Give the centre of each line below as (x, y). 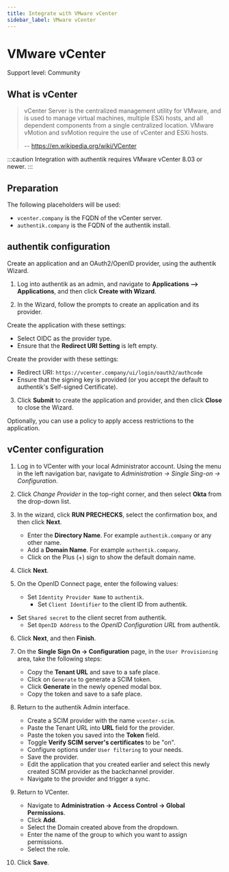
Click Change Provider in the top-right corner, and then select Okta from (119, 494)
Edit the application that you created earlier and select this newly (119, 764)
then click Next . (39, 521)
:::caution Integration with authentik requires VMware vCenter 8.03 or (105, 159)
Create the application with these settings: (67, 325)
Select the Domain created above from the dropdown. (103, 827)
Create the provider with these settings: (63, 359)
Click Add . (42, 820)
